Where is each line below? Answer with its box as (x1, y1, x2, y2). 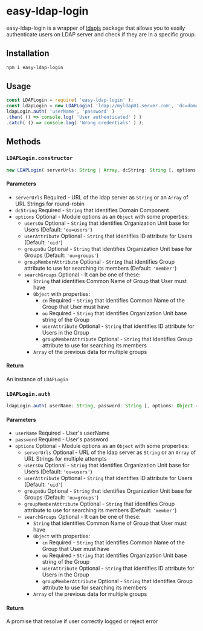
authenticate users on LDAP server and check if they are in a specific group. (6, 30, 196, 38)
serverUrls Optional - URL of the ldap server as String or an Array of (24, 449, 196, 456)
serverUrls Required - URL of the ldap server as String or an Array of (14, 193, 188, 201)
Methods (6, 136, 41, 147)
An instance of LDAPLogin (6, 375, 68, 382)
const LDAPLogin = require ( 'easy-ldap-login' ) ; (6, 97, 134, 104)
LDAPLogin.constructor (6, 155, 73, 162)
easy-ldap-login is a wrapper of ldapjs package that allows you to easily (6, 24, 185, 32)
